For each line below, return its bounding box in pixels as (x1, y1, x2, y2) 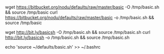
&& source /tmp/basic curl (5, 9, 58, 15)
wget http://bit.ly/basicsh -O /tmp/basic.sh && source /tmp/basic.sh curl (5, 29, 151, 35)
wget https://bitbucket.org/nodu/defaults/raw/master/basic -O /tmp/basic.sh (5, 4, 160, 10)
